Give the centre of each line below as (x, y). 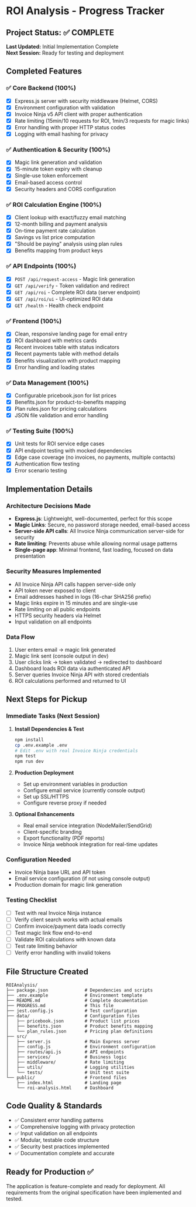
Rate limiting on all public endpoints (57, 609)
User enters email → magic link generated (65, 650)
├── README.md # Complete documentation (77, 1000)
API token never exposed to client (55, 590)
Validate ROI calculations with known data (65, 939)
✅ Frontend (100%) (34, 321)
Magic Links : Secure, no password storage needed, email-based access (102, 525)
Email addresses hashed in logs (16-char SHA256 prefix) (83, 596)
